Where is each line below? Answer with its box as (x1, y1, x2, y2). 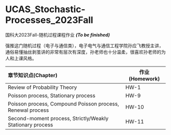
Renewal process (8, 107, 49, 114)
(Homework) (129, 75, 160, 82)
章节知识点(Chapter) (8, 72, 58, 79)
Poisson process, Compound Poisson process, (8, 100, 120, 107)
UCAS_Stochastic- (5, 4, 85, 15)
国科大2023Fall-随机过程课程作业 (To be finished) (5, 31, 110, 38)
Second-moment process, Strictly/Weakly (8, 115, 108, 122)
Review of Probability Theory (8, 84, 77, 91)
